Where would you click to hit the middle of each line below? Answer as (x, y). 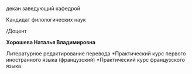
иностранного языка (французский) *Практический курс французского (96, 60)
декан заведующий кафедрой (43, 8)
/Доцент (16, 31)
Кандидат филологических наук (46, 20)
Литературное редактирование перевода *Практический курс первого (96, 54)
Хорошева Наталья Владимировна (51, 42)
